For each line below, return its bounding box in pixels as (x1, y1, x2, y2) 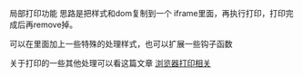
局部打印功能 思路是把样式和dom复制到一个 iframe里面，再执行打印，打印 (9, 8, 287, 18)
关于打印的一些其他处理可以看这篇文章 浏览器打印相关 (9, 58, 211, 68)
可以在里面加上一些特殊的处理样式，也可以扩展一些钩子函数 (9, 39, 233, 49)
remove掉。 (33, 19, 78, 30)
